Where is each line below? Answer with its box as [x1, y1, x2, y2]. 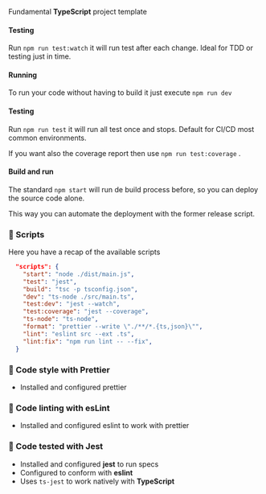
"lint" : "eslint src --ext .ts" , [23, 330, 135, 338]
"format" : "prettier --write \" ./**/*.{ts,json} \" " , [23, 323, 203, 331]
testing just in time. [8, 51, 72, 61]
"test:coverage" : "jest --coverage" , [23, 307, 149, 316]
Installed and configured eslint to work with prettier [19, 421, 190, 430]
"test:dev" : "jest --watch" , [23, 300, 121, 308]
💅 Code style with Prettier [8, 364, 110, 375]
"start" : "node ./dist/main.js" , [23, 270, 135, 278]
